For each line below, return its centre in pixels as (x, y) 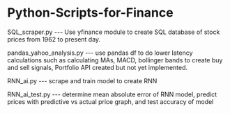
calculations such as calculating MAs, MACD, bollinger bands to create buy (115, 60)
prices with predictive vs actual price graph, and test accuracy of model (110, 101)
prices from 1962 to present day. (54, 39)
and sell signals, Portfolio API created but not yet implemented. (98, 67)
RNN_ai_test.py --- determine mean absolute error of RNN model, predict (112, 94)
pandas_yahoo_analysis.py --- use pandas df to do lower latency (100, 53)
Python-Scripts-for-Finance (90, 13)
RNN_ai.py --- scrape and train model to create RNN (82, 80)
